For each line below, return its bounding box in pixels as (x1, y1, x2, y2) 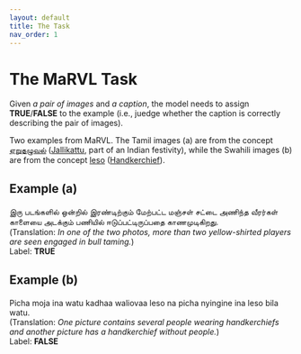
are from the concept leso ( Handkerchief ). (9, 155, 165, 166)
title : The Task (9, 22, 70, 31)
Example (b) (9, 272, 78, 287)
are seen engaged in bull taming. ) (9, 236, 135, 248)
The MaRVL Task (9, 68, 137, 89)
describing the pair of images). (9, 118, 124, 129)
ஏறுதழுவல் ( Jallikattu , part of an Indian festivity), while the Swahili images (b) (9, 145, 293, 156)
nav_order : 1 (9, 30, 58, 39)
